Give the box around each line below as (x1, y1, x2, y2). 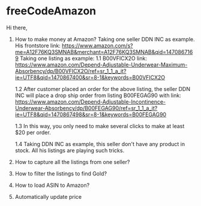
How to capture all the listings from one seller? (14, 158, 130, 165)
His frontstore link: (14, 42, 61, 49)
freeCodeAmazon (6, 4, 97, 18)
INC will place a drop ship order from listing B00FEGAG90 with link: (14, 92, 181, 99)
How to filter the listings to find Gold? (14, 169, 107, 177)
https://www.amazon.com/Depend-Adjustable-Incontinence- (14, 98, 166, 105)
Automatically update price (14, 193, 82, 200)
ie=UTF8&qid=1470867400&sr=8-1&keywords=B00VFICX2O (14, 74, 166, 81)
